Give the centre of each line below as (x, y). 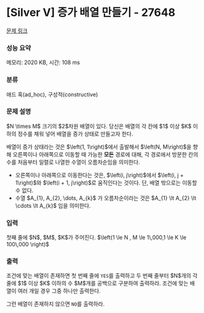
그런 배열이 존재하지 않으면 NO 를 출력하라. (56, 304)
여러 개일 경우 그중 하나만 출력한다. (59, 291)
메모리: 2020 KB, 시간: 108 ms (43, 62)
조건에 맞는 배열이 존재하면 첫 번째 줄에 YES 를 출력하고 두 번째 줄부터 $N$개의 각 (102, 276)
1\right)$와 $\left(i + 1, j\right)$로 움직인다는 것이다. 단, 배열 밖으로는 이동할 (106, 182)
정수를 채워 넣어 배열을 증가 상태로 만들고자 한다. (75, 134)
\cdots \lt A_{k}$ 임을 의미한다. (53, 205)
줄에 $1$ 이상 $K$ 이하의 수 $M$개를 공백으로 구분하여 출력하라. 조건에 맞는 (97, 283)
